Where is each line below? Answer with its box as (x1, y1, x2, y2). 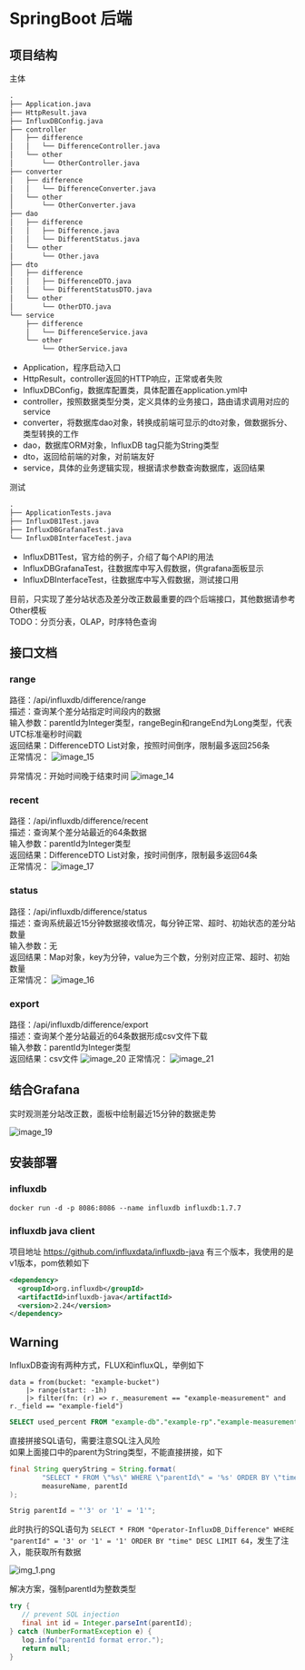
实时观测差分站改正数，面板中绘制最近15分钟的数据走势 (9, 1108, 216, 1119)
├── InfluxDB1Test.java (9, 517, 100, 526)
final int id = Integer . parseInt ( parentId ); (21, 1618, 193, 1628)
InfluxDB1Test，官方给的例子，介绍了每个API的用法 (22, 551, 214, 562)
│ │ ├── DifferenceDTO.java (9, 277, 132, 286)
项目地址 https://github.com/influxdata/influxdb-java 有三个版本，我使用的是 (9, 1246, 294, 1257)
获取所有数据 (33, 1546, 82, 1557)
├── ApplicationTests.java (9, 509, 112, 518)
